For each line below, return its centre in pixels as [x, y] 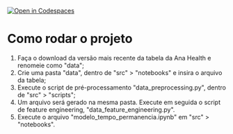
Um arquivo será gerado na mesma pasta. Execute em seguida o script [119, 102]
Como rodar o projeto [70, 39]
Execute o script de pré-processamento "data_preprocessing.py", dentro [121, 87]
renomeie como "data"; [51, 65]
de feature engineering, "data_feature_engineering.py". [96, 109]
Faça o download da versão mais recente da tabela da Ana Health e [114, 58]
